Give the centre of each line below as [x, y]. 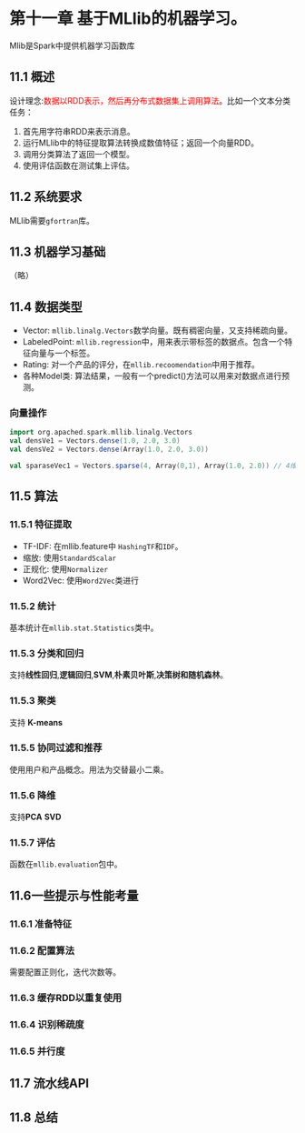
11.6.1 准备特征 [41, 924]
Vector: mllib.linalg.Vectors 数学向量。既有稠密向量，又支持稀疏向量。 [157, 331]
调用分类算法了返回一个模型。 [78, 154]
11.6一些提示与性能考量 [74, 895]
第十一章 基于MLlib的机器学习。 [128, 19]
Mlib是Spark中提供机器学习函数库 [72, 45]
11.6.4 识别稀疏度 [47, 1024]
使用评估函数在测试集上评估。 [78, 165]
